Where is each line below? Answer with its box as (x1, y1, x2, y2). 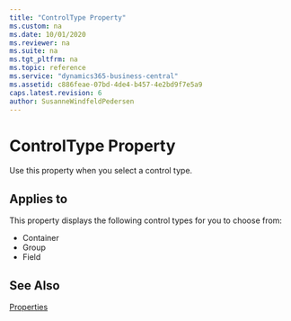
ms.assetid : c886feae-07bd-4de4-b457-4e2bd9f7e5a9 (9, 80, 203, 89)
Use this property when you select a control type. (9, 165, 193, 176)
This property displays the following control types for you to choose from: (9, 215, 283, 226)
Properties (9, 301, 48, 312)
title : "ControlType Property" (9, 13, 127, 22)
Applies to (9, 191, 68, 207)
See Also (9, 278, 60, 293)
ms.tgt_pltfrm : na (9, 55, 78, 64)
